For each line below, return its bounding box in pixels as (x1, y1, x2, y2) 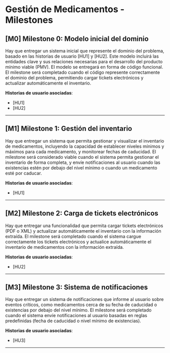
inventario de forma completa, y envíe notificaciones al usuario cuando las (5, 159, 160, 165)
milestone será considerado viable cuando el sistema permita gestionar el (5, 154, 159, 160)
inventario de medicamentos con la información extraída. (5, 244, 124, 250)
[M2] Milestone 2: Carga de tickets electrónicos (5, 209, 158, 218)
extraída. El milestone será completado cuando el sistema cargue (5, 233, 142, 239)
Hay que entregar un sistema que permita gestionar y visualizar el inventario (5, 138, 164, 144)
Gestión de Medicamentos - (5, 4, 125, 15)
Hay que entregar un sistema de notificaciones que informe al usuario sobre (5, 296, 164, 302)
